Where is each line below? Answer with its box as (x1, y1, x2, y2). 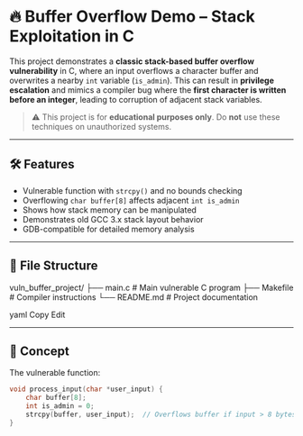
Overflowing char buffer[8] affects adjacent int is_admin (22, 195, 241, 205)
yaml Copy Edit (9, 309, 66, 320)
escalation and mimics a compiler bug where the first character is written (9, 84, 287, 95)
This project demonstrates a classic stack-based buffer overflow (9, 56, 255, 67)
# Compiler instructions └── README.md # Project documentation (9, 291, 259, 303)
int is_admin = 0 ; (25, 402, 95, 411)
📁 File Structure (9, 259, 98, 274)
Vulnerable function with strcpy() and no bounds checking (22, 185, 243, 195)
